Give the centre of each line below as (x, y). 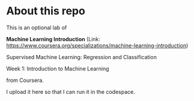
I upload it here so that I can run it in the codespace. (71, 91)
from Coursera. (25, 80)
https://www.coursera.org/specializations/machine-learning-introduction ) (97, 45)
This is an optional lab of (37, 27)
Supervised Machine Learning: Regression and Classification (82, 57)
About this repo (46, 11)
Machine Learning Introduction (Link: (53, 39)
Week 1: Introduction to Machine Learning (58, 68)
